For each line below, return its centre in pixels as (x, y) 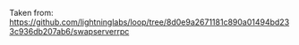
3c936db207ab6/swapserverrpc (69, 31)
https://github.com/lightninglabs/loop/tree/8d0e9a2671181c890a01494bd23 (149, 22)
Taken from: (31, 13)
